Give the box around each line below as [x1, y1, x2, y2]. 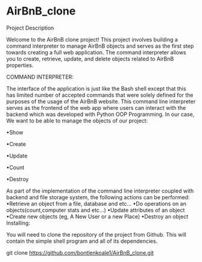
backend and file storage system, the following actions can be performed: [6, 193, 190, 200]
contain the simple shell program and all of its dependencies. [6, 237, 158, 244]
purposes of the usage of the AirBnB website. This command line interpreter [6, 98, 196, 105]
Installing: [6, 219, 30, 226]
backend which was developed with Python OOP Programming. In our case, [6, 110, 195, 118]
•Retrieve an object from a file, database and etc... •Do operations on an [6, 200, 187, 207]
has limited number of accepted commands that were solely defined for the [6, 91, 194, 98]
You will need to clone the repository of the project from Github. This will [6, 231, 187, 238]
